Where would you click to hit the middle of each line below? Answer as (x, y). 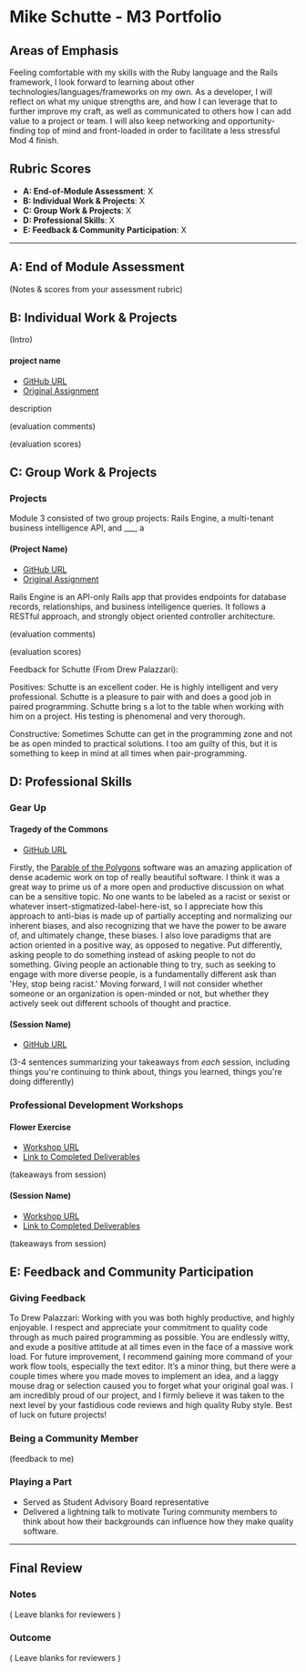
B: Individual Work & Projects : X (84, 200)
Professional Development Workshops (97, 1105)
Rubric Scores (51, 169)
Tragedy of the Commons (59, 829)
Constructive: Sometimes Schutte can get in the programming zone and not (151, 733)
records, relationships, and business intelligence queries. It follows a (138, 606)
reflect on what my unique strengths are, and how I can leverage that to (143, 101)
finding (23, 131)
